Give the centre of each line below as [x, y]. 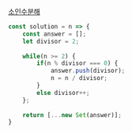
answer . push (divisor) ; [88, 71]
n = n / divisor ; [79, 78]
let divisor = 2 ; [51, 41]
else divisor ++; [63, 93]
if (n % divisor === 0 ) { [77, 63]
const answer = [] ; [55, 34]
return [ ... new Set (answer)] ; [72, 115]
